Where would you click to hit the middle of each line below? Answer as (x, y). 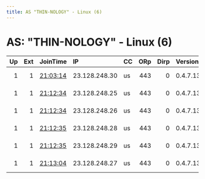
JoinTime (53, 61)
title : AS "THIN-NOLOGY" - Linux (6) (54, 12)
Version (188, 61)
